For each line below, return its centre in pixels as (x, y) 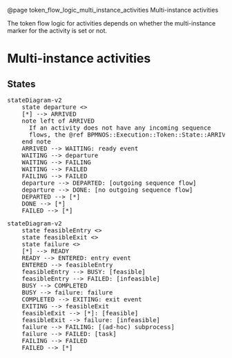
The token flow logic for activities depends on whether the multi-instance (112, 23)
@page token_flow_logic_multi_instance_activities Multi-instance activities (113, 10)
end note (37, 142)
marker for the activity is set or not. (57, 31)
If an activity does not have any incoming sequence (120, 128)
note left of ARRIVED (58, 121)
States (21, 84)
